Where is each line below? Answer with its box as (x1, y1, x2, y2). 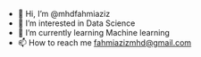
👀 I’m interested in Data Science (17, 18, 136, 28)
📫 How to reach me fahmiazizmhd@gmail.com (17, 37, 192, 48)
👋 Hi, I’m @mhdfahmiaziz (17, 9, 111, 19)
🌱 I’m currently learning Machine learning (17, 28, 170, 37)
